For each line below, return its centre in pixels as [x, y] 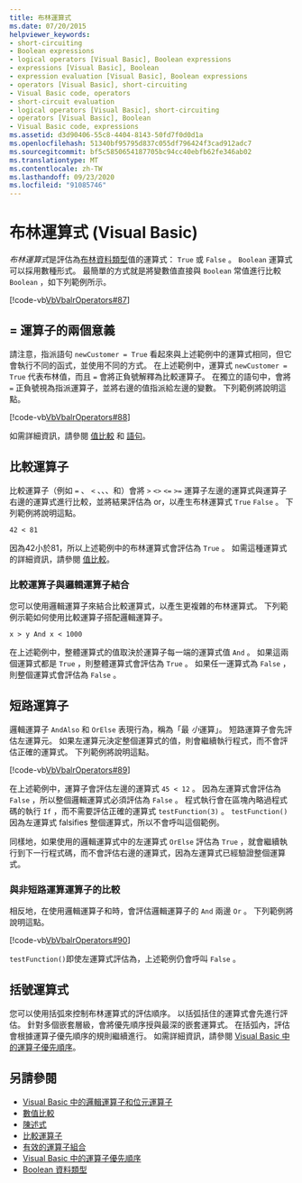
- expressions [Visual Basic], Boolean [84, 69]
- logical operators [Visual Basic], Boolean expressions [120, 60]
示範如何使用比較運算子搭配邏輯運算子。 [92, 617]
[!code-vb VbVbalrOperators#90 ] [70, 940]
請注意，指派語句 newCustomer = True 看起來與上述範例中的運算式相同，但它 [151, 353]
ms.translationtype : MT [54, 160]
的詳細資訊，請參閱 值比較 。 [62, 559]
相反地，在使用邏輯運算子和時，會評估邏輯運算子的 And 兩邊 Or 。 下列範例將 [151, 911]
